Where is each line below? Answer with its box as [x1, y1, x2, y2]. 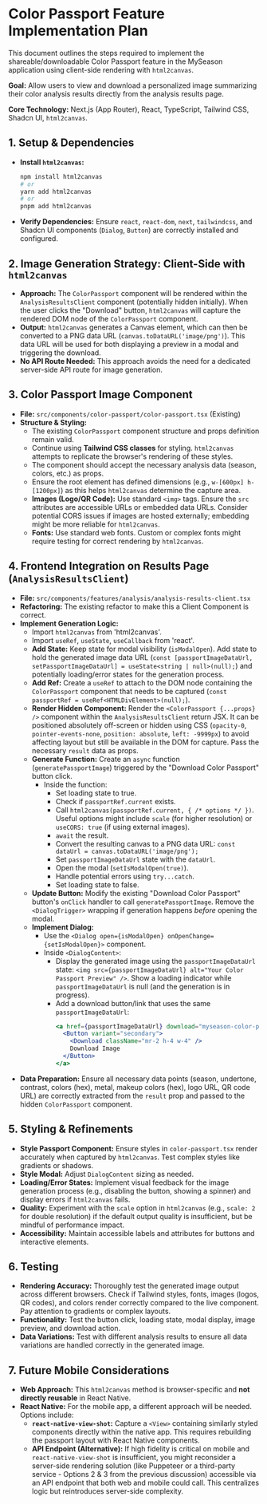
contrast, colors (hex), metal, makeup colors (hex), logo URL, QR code [19, 1082, 251, 1091]
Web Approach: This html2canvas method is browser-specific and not [19, 1385, 250, 1395]
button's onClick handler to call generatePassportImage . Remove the [31, 897, 255, 906]
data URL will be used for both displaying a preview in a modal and [19, 339, 239, 349]
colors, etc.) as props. [31, 468, 104, 478]
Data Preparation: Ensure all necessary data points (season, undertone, [19, 1074, 257, 1084]
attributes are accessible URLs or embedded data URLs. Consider [31, 502, 248, 511]
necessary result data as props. [31, 745, 139, 755]
